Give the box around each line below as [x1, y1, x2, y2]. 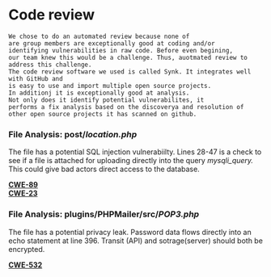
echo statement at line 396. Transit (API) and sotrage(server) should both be [8, 236, 263, 246]
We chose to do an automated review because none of [8, 32, 190, 40]
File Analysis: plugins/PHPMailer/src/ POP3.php [8, 208, 200, 220]
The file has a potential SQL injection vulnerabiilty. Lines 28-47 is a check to [8, 147, 262, 157]
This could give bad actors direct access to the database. [8, 164, 200, 174]
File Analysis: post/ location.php [8, 128, 138, 140]
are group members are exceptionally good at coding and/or [8, 39, 216, 48]
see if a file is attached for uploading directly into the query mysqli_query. [8, 156, 253, 166]
